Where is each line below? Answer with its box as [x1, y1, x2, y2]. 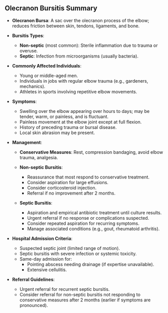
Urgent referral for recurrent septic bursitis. [19, 286, 110, 292]
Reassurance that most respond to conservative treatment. [27, 174, 150, 180]
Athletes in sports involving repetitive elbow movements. [19, 88, 137, 95]
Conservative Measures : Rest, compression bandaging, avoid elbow [19, 149, 163, 155]
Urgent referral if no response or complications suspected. [27, 215, 149, 221]
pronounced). [19, 302, 48, 308]
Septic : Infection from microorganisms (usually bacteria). [19, 53, 139, 59]
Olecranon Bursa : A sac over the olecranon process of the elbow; [12, 17, 149, 23]
